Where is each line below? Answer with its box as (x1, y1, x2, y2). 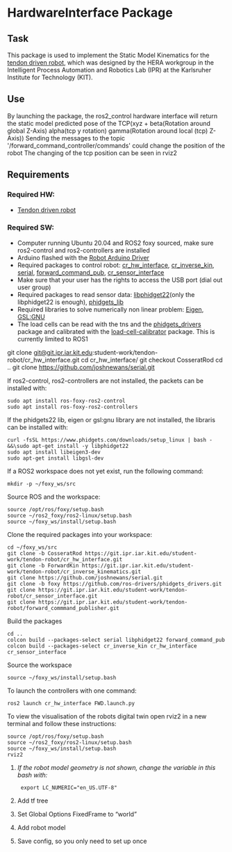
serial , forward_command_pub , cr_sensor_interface (17, 268, 165, 276)
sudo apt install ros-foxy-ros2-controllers (7, 403, 138, 410)
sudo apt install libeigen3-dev (7, 449, 101, 456)
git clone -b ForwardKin (7, 562, 79, 569)
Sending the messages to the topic (25, 134, 126, 142)
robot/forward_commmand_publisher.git (7, 604, 119, 611)
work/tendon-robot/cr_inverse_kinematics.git (7, 568, 141, 575)
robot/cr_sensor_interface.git (7, 593, 98, 600)
